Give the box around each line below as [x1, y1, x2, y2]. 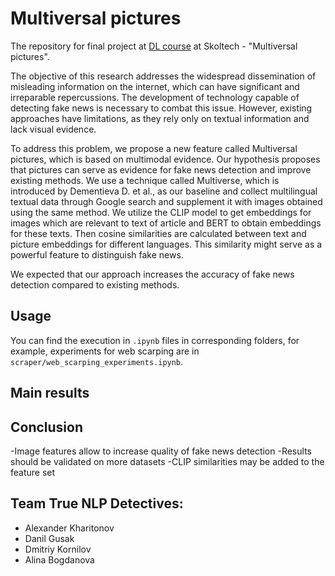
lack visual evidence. [10, 123, 97, 135]
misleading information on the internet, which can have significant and [10, 80, 300, 92]
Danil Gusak [24, 532, 75, 544]
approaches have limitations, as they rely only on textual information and [10, 112, 310, 124]
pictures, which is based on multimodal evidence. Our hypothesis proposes [10, 153, 321, 165]
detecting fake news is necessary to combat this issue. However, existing [10, 102, 313, 114]
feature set [10, 466, 56, 478]
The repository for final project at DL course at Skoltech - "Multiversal [10, 40, 298, 52]
